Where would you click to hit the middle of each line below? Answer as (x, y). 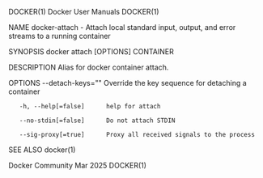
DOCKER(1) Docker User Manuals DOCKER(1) (84, 12)
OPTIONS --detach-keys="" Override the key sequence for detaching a (127, 83)
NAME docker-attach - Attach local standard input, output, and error (122, 27)
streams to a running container (59, 36)
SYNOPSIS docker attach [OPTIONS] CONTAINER (91, 51)
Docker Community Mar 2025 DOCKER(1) (78, 165)
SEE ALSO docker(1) (42, 150)
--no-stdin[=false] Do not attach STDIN (97, 121)
